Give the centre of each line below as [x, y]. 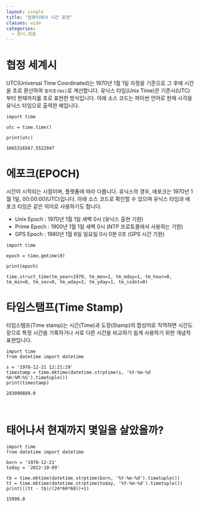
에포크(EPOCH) [43, 174]
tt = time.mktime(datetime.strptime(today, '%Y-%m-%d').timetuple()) [95, 483]
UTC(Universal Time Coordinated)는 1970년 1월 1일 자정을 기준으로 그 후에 [95, 83]
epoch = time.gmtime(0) [36, 256]
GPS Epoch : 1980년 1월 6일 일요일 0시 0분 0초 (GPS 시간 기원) [90, 234]
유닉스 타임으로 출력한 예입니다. [43, 106]
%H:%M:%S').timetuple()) [37, 377]
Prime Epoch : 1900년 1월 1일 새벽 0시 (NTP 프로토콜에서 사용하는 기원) [99, 227]
